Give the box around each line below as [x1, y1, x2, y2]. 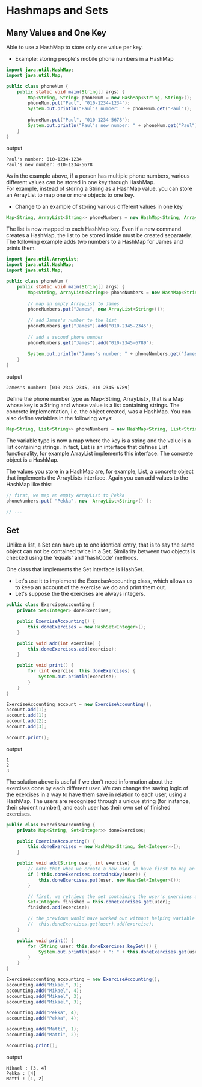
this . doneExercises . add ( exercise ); [28, 646, 117, 652]
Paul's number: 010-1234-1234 [6, 156, 82, 163]
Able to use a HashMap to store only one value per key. [6, 43, 143, 51]
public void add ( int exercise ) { [17, 640, 101, 646]
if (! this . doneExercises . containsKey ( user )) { [28, 871, 147, 878]
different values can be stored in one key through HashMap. [6, 178, 155, 185]
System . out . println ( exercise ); [38, 674, 117, 680]
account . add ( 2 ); [6, 718, 47, 724]
